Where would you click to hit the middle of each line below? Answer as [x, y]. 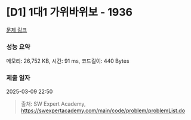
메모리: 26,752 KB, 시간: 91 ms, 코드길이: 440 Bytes [68, 61]
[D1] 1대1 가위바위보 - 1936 [70, 12]
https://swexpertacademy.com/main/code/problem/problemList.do [103, 110]
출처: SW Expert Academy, [53, 104]
